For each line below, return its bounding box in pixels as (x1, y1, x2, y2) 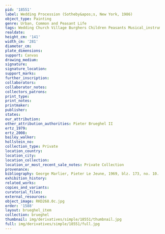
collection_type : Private (5, 144, 58, 149)
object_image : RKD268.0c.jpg (5, 199, 65, 204)
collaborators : (5, 80, 36, 85)
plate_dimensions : (5, 48, 43, 53)
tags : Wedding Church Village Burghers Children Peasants (5, 26, 126, 30)
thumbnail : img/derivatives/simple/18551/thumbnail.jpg (5, 217, 122, 222)
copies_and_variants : (5, 185, 50, 190)
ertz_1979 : (5, 126, 27, 130)
